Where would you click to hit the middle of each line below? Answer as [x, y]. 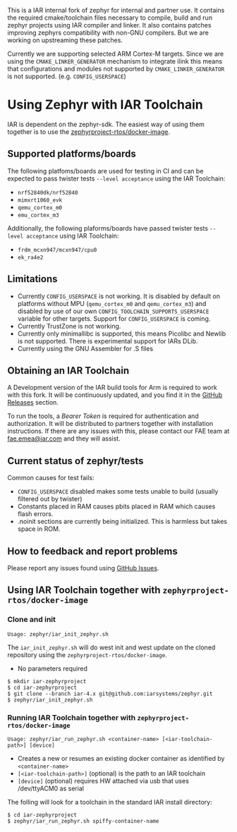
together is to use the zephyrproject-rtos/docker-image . [89, 131]
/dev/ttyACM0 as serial [51, 788]
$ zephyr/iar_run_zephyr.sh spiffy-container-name [83, 821]
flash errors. [35, 514]
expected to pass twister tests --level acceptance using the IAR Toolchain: [116, 178]
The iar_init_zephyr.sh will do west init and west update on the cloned [111, 647]
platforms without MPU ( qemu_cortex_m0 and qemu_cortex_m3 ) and [112, 303]
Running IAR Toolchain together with [72, 717]
